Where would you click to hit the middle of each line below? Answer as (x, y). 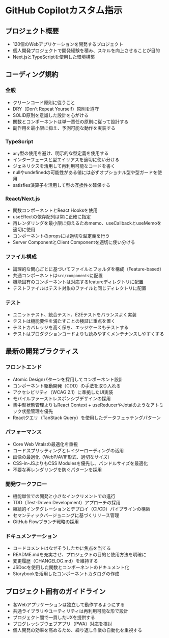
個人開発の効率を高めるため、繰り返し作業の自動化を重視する (77, 630)
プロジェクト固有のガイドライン (55, 591)
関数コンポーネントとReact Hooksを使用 (55, 210)
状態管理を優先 (37, 411)
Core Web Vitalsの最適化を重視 (45, 444)
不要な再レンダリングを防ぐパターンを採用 (57, 470)
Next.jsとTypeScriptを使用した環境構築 (54, 57)
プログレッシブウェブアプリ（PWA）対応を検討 (62, 624)
